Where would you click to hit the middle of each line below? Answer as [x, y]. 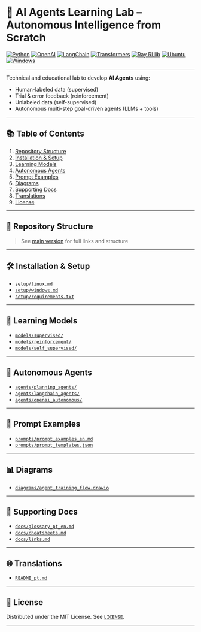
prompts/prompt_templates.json [54, 445]
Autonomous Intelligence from [84, 25]
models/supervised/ [39, 336]
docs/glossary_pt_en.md [45, 527]
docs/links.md [32, 539]
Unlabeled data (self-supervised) [56, 102]
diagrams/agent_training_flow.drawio [62, 488]
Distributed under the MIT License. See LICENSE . [65, 617]
